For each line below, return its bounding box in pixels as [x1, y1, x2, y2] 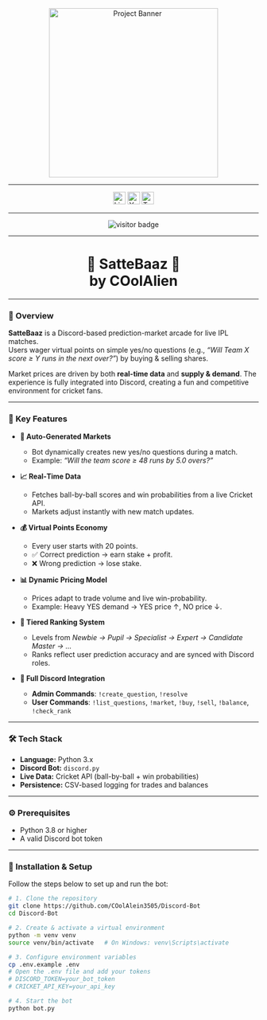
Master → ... [31, 641, 72, 651]
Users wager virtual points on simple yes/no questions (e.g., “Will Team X [8, 346, 250, 355]
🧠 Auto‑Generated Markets [19, 432, 111, 441]
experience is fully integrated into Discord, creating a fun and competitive [8, 377, 249, 387]
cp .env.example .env [8, 960, 80, 968]
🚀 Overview [8, 310, 54, 321]
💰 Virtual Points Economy [19, 522, 108, 532]
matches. [8, 337, 39, 346]
